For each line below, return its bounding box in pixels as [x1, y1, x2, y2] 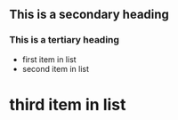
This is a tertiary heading [9, 34, 120, 46]
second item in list [21, 63, 90, 74]
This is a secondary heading [9, 7, 169, 22]
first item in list [21, 53, 77, 65]
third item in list [9, 94, 126, 115]
